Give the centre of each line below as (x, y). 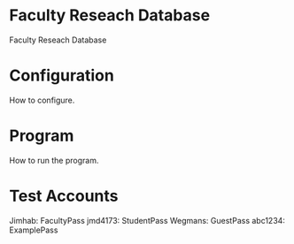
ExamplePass (34, 230)
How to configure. (42, 100)
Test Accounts (64, 196)
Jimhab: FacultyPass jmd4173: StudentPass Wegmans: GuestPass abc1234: (147, 220)
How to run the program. (54, 160)
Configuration (62, 76)
